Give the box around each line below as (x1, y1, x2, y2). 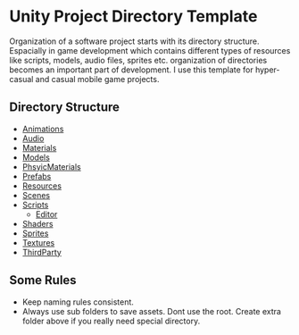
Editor (35, 208, 58, 220)
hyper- (254, 64, 280, 75)
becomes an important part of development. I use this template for (9, 64, 253, 75)
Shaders (21, 218, 54, 229)
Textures (21, 237, 55, 247)
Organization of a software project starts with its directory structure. (9, 36, 260, 46)
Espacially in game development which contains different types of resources (9, 45, 291, 55)
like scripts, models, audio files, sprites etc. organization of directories (9, 54, 268, 65)
